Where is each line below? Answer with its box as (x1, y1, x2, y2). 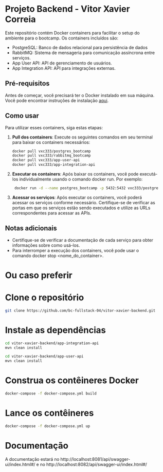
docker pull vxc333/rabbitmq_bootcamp (12, 153, 91, 158)
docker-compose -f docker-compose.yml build (5, 391, 97, 396)
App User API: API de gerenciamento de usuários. (12, 60, 112, 66)
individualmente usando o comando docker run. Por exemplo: (19, 177, 143, 182)
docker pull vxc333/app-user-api (12, 157, 80, 163)
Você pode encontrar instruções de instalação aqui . (5, 98, 109, 103)
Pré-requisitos (5, 79, 50, 88)
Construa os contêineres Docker (5, 375, 139, 386)
